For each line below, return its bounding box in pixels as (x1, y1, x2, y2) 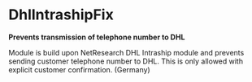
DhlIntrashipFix (8, 6, 114, 24)
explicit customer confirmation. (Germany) (8, 64, 150, 74)
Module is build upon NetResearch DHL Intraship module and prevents (8, 47, 245, 57)
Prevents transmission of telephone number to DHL (8, 32, 185, 42)
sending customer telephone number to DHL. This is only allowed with (8, 56, 244, 66)
